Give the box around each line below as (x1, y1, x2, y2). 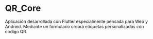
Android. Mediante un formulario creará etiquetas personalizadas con (5, 23, 144, 29)
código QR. (5, 29, 28, 34)
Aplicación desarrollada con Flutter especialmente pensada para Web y (5, 19, 148, 24)
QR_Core (5, 3, 41, 14)
